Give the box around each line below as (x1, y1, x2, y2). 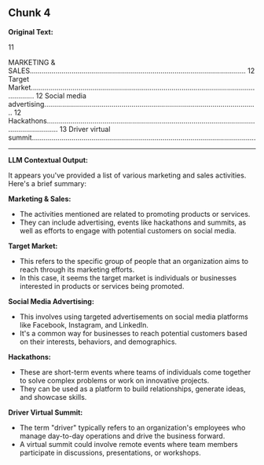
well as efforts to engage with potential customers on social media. (19, 225, 237, 235)
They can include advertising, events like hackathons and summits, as (19, 218, 247, 227)
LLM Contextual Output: (8, 155, 89, 164)
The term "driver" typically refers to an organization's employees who (19, 423, 246, 432)
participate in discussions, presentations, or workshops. (19, 448, 202, 457)
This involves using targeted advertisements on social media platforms (19, 312, 249, 321)
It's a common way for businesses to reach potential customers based (19, 328, 247, 338)
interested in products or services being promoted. (19, 281, 185, 291)
